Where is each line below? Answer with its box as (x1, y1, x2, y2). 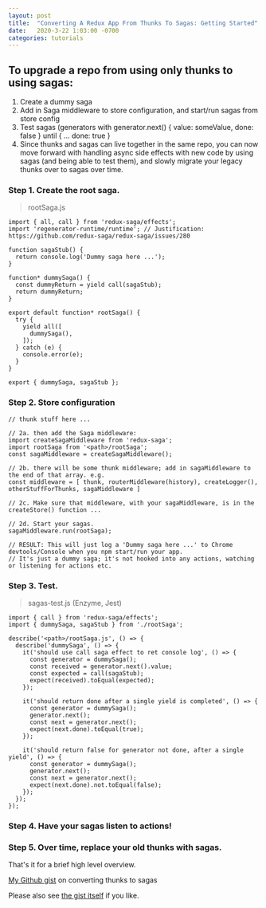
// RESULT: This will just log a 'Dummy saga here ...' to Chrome (8, 540, 233, 548)
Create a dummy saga (19, 97, 93, 107)
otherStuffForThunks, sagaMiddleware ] (8, 485, 141, 493)
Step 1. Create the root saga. (8, 184, 120, 195)
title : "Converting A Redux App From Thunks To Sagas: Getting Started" (8, 19, 259, 27)
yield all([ (22, 323, 62, 331)
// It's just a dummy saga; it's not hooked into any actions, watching (8, 555, 255, 563)
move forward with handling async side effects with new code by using (19, 148, 254, 158)
